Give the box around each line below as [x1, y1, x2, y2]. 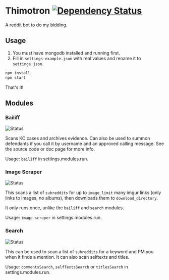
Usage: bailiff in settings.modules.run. [5, 156, 88, 162]
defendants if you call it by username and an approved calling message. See [5, 141, 164, 147]
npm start [5, 75, 26, 80]
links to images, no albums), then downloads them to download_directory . [5, 195, 158, 201]
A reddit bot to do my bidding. [5, 22, 68, 28]
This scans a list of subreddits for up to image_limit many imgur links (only [5, 190, 161, 196]
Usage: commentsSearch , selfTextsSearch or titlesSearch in [5, 263, 129, 270]
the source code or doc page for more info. [5, 146, 95, 152]
